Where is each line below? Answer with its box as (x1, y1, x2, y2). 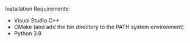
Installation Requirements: (5, 5, 71, 12)
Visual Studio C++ (13, 17, 60, 24)
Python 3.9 (13, 30, 42, 37)
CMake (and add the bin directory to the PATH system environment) (13, 24, 185, 30)
